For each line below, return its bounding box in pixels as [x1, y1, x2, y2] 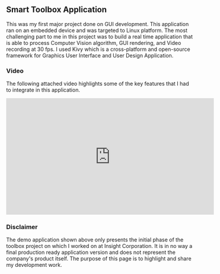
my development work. [6, 262, 62, 269]
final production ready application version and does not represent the [6, 249, 176, 256]
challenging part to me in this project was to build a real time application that [6, 33, 193, 40]
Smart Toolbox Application [6, 5, 107, 15]
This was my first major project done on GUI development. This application [6, 20, 189, 27]
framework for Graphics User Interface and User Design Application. [6, 51, 174, 59]
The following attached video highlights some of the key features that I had [6, 80, 189, 88]
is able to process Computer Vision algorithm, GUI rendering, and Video [6, 39, 181, 46]
